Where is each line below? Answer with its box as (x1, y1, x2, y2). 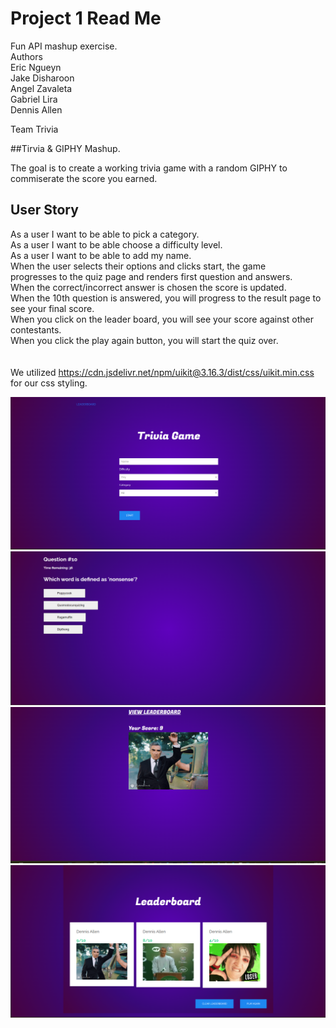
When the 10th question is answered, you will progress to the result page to (10, 292, 322, 304)
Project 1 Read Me (10, 7, 162, 30)
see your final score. (10, 302, 95, 314)
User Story (10, 202, 79, 219)
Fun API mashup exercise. (10, 40, 118, 52)
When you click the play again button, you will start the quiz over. (10, 334, 279, 346)
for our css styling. (10, 377, 88, 389)
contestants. (10, 323, 62, 336)
